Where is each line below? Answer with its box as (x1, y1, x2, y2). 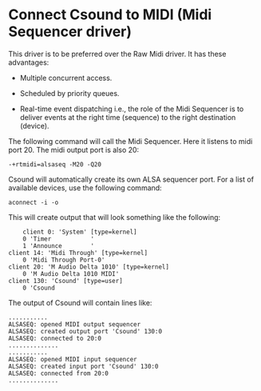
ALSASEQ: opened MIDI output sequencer (8, 320, 141, 329)
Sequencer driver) (8, 22, 132, 41)
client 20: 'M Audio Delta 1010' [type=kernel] (8, 262, 170, 271)
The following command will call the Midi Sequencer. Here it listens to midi (8, 136, 253, 146)
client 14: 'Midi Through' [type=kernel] (8, 249, 148, 257)
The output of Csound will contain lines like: (8, 297, 152, 307)
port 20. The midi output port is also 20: (8, 145, 140, 154)
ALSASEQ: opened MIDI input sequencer (8, 355, 137, 363)
